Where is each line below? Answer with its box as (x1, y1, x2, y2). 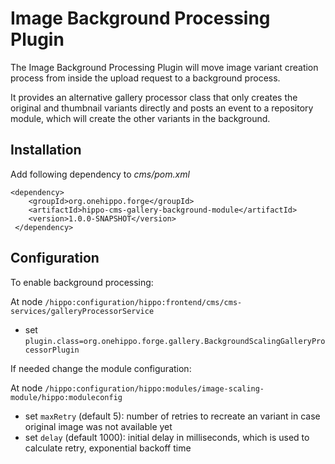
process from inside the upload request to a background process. (10, 72, 281, 84)
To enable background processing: (10, 276, 154, 288)
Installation (10, 142, 82, 159)
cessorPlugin (24, 345, 80, 355)
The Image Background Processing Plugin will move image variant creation (10, 61, 319, 73)
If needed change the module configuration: (10, 362, 192, 374)
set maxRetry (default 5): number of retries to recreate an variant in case (24, 410, 321, 422)
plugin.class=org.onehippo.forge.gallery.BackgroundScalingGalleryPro (24, 336, 326, 346)
